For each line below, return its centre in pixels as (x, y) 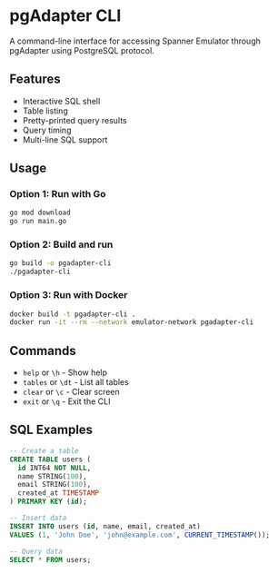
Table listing (45, 111)
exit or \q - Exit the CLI (66, 401)
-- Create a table (44, 450)
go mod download (40, 213)
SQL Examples (51, 430)
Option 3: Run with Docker (69, 295)
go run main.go (38, 222)
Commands (43, 351)
